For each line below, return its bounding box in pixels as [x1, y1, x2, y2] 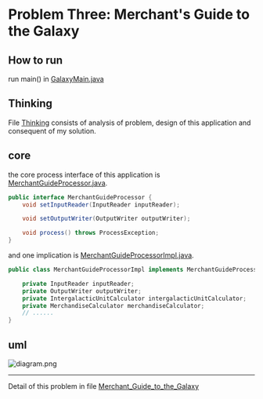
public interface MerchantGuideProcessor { [8, 193, 153, 201]
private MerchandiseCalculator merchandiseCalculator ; [22, 302, 205, 309]
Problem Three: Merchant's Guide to [8, 5, 250, 24]
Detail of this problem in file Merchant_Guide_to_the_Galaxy [8, 381, 200, 390]
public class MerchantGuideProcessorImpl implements [8, 265, 184, 273]
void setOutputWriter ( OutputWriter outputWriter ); [22, 214, 191, 223]
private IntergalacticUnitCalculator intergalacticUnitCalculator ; [22, 295, 247, 302]
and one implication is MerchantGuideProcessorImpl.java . [8, 251, 194, 260]
